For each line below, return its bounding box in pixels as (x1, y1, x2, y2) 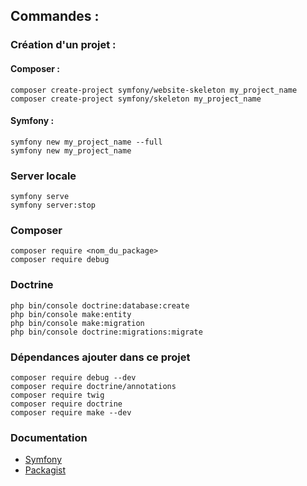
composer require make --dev (10, 407, 132, 418)
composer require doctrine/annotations (10, 381, 177, 391)
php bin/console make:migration (10, 318, 145, 328)
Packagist (24, 464, 67, 476)
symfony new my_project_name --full (10, 137, 163, 147)
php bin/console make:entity (10, 309, 132, 319)
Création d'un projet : (10, 38, 117, 52)
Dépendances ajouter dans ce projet (10, 350, 191, 364)
